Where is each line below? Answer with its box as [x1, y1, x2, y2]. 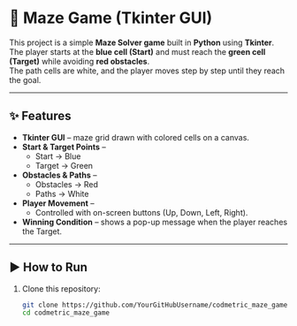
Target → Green [34, 160, 94, 171]
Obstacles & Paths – [21, 170, 97, 180]
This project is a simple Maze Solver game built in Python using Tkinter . [9, 37, 275, 48]
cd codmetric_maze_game [21, 308, 110, 317]
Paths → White [34, 188, 89, 199]
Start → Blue [34, 150, 81, 162]
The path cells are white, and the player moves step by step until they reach [9, 65, 286, 76]
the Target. [21, 225, 63, 237]
